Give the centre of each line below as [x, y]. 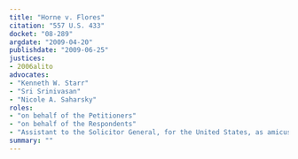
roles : [21, 108]
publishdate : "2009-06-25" [59, 50]
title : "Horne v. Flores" [57, 17]
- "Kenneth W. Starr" [49, 83]
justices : [27, 58]
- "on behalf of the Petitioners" [73, 116]
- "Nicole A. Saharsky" [53, 99]
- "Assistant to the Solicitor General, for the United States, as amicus [150, 132]
